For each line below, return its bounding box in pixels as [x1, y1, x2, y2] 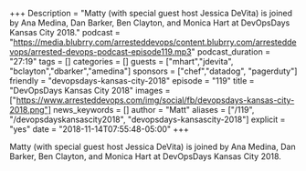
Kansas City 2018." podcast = [9, 27, 121, 37]
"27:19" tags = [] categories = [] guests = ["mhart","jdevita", [9, 56, 234, 66]
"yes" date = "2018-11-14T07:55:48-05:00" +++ [9, 124, 190, 135]
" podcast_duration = [191, 46, 271, 57]
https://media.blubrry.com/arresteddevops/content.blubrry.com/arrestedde [13, 36, 297, 47]
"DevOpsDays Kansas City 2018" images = [9, 85, 171, 96]
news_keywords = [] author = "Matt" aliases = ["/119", [53, 105, 255, 115]
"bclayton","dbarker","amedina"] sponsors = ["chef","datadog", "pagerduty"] [9, 65, 298, 76]
